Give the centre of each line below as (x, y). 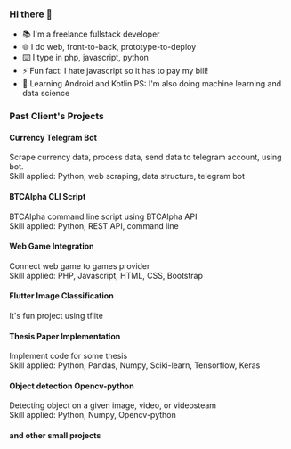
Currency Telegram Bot (53, 137)
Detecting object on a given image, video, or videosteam (113, 405)
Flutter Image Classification (61, 296)
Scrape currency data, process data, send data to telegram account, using (145, 157)
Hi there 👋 (31, 14)
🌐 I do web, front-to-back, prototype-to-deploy (109, 47)
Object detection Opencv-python (72, 386)
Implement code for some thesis (69, 356)
